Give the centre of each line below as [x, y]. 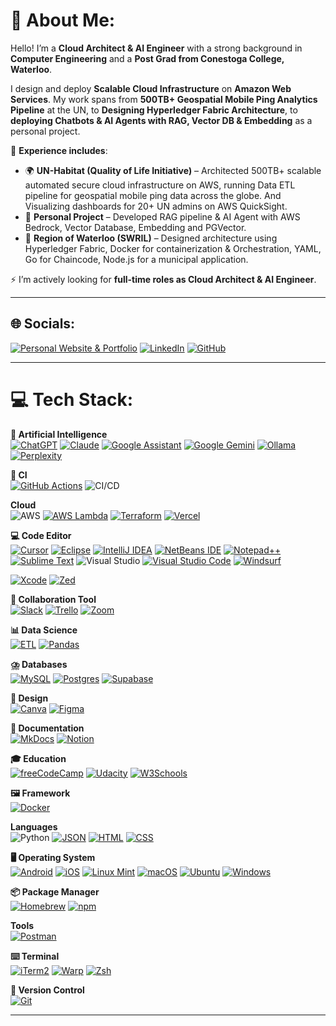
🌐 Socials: [43, 324]
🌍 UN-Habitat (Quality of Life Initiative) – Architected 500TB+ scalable [173, 170]
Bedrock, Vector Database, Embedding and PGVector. [135, 227]
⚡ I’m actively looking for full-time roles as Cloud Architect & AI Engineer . [163, 279]
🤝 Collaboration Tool [53, 599]
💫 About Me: [63, 20]
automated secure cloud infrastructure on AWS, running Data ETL [160, 185]
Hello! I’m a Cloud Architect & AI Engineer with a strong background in [156, 48]
